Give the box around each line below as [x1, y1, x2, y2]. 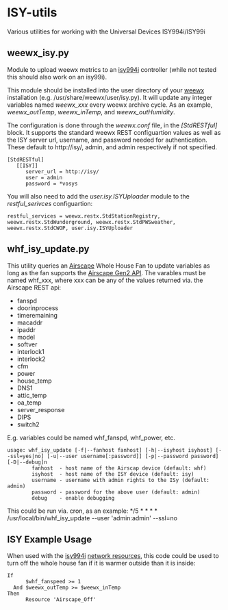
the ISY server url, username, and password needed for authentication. [7, 136, 207, 144]
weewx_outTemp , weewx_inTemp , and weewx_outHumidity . [7, 107, 176, 116]
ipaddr [16, 325, 36, 333]
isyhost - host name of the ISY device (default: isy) [31, 470, 194, 477]
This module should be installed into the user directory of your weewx [7, 86, 205, 94]
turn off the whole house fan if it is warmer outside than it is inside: [7, 559, 196, 568]
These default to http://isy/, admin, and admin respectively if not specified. [7, 142, 218, 151]
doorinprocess [16, 303, 59, 312]
